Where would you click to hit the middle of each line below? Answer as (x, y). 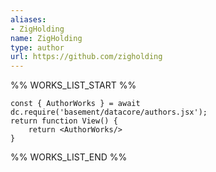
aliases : (28, 19)
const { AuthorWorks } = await (75, 104)
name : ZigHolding (46, 38)
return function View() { (64, 121)
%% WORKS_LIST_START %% (73, 85)
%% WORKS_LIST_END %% (69, 157)
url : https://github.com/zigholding (86, 57)
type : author (37, 47)
